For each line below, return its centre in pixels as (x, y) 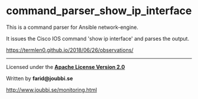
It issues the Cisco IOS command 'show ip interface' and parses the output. (98, 38)
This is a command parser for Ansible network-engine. (72, 27)
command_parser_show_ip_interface (99, 11)
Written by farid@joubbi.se (40, 78)
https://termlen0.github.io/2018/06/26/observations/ (70, 50)
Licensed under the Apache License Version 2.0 (66, 67)
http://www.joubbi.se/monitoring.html (52, 90)
